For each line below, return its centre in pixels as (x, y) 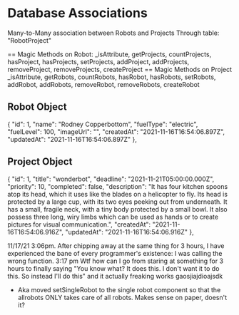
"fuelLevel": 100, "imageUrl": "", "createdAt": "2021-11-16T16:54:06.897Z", (116, 131)
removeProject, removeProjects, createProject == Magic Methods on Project (120, 69)
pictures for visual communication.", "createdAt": (79, 224)
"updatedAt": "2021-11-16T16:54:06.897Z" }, (72, 139)
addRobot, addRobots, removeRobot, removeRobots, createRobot (103, 84)
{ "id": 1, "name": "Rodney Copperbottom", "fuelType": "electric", (103, 124)
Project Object (40, 162)
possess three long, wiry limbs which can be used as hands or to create (113, 217)
